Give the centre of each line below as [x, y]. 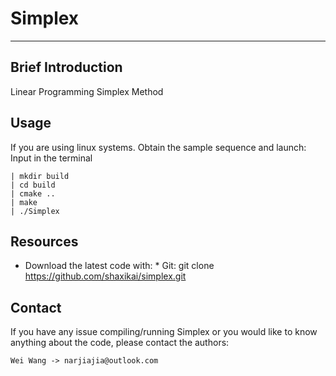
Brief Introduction [66, 67]
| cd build [33, 185]
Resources [44, 241]
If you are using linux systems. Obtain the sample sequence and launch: [158, 147]
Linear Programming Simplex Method [87, 91]
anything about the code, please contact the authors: [120, 343]
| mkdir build [40, 176]
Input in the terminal [51, 158]
